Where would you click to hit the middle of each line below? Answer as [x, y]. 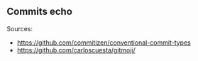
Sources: [20, 28]
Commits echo [39, 12]
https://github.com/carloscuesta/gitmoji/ [76, 50]
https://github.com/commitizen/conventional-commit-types [104, 43]
